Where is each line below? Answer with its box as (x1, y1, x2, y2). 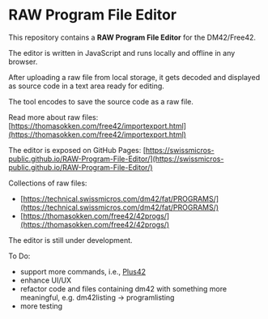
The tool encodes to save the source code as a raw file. (8, 96, 194, 106)
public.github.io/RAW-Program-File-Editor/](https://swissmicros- (8, 154, 224, 164)
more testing (19, 301, 63, 311)
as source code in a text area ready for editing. (8, 81, 164, 91)
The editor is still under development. (8, 235, 133, 245)
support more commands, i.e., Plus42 (19, 266, 146, 276)
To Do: (8, 251, 31, 261)
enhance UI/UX (19, 275, 71, 285)
